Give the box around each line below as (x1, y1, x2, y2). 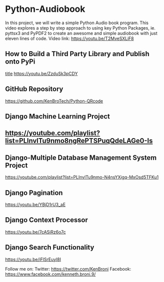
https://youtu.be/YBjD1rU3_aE (5, 201, 66, 208)
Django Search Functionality (5, 243, 95, 252)
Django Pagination (5, 188, 63, 197)
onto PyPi (5, 58, 36, 66)
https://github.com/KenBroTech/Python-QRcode (5, 98, 103, 104)
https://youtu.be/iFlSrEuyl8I (5, 256, 61, 262)
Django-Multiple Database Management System (5, 153, 157, 162)
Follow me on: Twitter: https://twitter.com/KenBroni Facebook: (5, 266, 131, 272)
